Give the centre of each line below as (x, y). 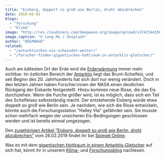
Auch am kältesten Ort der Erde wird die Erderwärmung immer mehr (74, 69)
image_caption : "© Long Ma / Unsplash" (46, 37)
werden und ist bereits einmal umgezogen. (48, 121)
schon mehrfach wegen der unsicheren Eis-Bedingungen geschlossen (76, 116)
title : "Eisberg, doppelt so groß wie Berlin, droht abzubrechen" (74, 10)
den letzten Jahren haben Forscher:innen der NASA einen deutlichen (75, 85)
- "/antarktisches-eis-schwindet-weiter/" (54, 50)
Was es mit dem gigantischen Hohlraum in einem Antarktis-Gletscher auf (79, 145)
